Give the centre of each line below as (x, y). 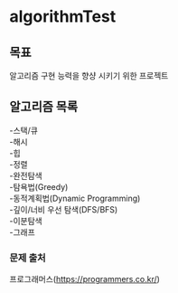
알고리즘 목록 (44, 107)
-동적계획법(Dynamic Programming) (75, 198)
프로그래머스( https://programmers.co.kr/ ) (85, 279)
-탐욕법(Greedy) (39, 186)
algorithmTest (63, 17)
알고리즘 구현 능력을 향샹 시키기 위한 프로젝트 (89, 76)
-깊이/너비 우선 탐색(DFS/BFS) (64, 209)
